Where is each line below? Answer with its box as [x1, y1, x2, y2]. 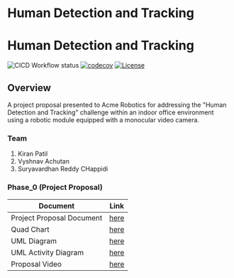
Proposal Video [11, 259, 62, 269]
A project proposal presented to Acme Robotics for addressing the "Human [7, 100, 227, 109]
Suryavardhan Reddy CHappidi [17, 165, 108, 173]
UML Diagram [11, 236, 57, 246]
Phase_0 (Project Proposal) [7, 183, 103, 193]
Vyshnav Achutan [17, 157, 69, 166]
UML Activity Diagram [11, 247, 84, 257]
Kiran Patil [17, 149, 48, 158]
